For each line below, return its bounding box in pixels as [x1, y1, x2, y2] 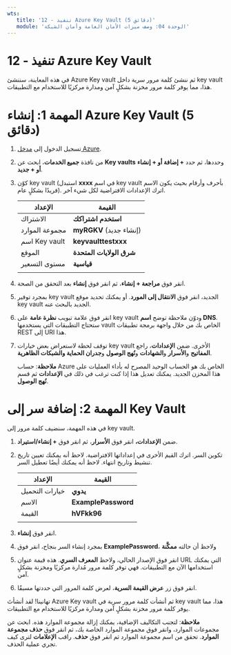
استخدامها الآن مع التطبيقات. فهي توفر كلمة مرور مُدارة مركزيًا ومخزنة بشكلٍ [17, 563, 214, 571]
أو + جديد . [17, 165, 43, 173]
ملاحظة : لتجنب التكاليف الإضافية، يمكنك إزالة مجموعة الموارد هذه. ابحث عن [7, 618, 200, 626]
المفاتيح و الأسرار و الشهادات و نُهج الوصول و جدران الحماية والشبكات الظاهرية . [17, 349, 212, 357]
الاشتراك [20, 214, 47, 224]
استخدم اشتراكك [72, 214, 122, 224]
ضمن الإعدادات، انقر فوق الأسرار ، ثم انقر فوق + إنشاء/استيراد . [17, 437, 178, 446]
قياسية [72, 259, 92, 269]
